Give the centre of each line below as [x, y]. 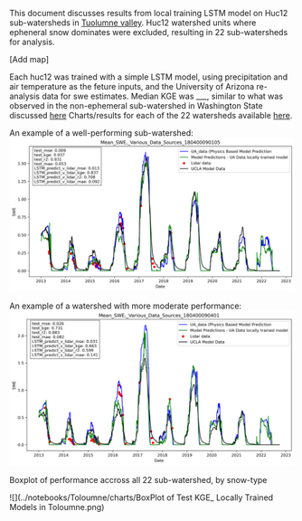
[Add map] [29, 59]
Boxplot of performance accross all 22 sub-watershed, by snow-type [138, 479]
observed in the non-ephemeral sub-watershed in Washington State [137, 106]
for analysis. [32, 42]
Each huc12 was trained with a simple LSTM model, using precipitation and [148, 77]
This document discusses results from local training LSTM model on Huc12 [149, 13]
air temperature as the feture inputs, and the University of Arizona [132, 86]
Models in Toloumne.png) [57, 507]
